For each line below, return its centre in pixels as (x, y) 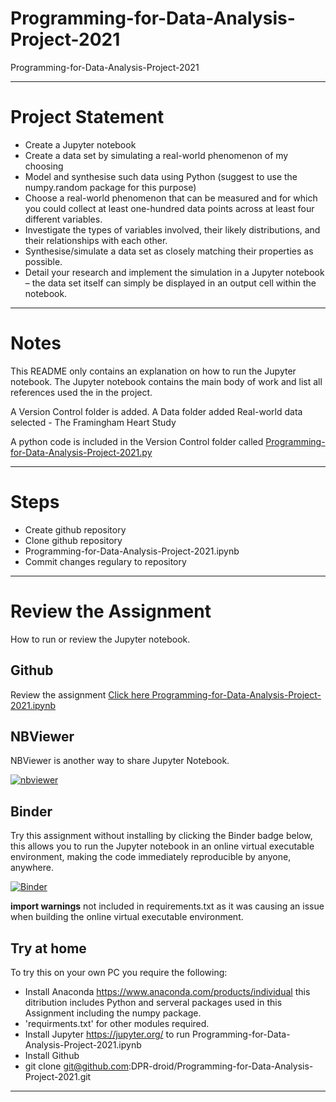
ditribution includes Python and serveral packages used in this (153, 1002)
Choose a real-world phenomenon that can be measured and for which (171, 198)
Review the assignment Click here (80, 694)
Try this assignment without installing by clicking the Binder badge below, (161, 836)
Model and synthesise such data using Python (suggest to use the (161, 176)
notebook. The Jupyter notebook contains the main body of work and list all (166, 381)
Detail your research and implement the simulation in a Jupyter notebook (174, 272)
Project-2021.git (58, 1076)
